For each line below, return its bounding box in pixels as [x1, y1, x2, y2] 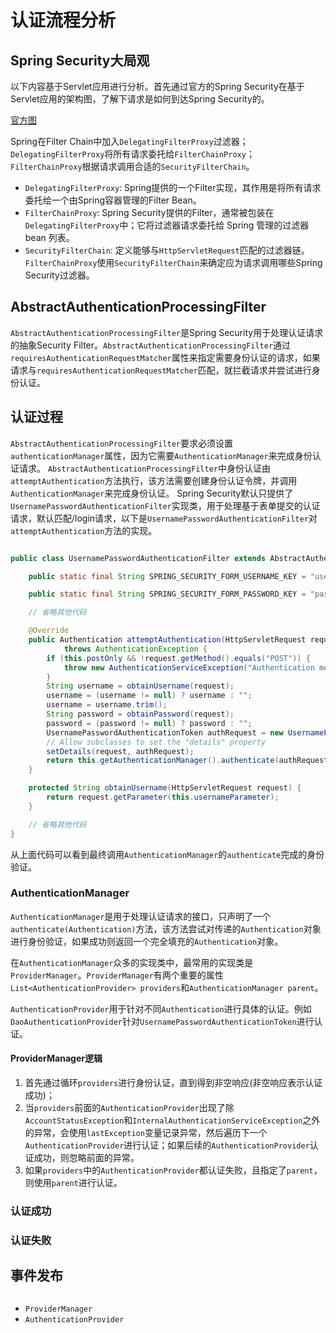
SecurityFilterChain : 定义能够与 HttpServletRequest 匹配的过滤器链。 [24, 244, 310, 256]
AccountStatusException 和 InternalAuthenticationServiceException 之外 [24, 1114, 321, 1126]
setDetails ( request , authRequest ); [46, 746, 195, 756]
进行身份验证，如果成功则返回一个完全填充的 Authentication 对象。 [10, 935, 284, 947]
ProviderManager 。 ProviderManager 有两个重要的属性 [10, 969, 224, 981]
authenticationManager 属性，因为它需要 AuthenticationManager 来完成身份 [10, 449, 313, 461]
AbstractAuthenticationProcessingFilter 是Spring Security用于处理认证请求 [10, 326, 324, 338]
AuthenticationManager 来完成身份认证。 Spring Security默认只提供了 [10, 487, 294, 499]
